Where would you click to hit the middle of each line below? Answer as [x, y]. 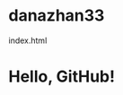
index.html [28, 40]
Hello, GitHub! [62, 77]
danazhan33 [57, 16]
